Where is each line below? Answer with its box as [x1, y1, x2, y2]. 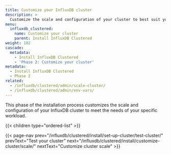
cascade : [5, 45, 24, 50]
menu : [5, 21, 17, 27]
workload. [5, 112, 26, 118]
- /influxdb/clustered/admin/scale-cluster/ [10, 83, 106, 88]
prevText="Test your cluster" [5, 138, 66, 144]
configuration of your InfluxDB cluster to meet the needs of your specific [5, 107, 158, 113]
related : [5, 78, 24, 83]
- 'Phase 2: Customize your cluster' [14, 59, 95, 65]
